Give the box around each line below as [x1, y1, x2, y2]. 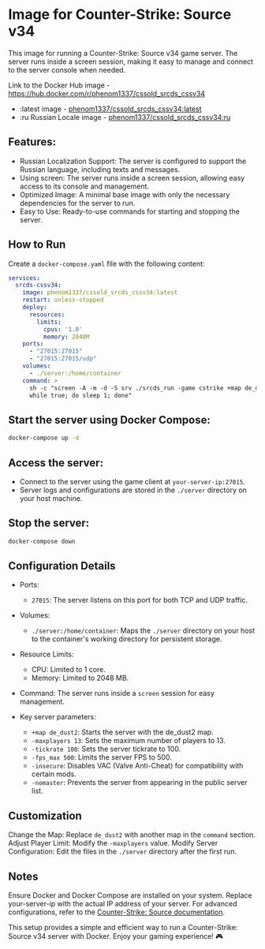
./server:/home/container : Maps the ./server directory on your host [31, 626, 255, 636]
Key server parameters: [19, 712, 96, 722]
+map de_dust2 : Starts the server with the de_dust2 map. [31, 727, 215, 737]
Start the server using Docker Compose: [8, 413, 211, 427]
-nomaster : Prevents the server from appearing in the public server [31, 778, 248, 787]
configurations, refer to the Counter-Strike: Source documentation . [8, 907, 226, 917]
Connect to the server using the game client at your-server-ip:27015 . [19, 476, 246, 486]
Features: [8, 136, 57, 149]
